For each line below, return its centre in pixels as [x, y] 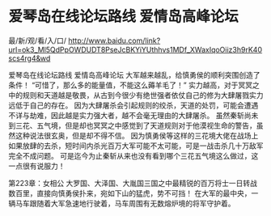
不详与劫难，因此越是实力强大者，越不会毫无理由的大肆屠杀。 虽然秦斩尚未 [133, 115]
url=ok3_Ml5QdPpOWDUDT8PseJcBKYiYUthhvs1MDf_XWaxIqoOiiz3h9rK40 [135, 49]
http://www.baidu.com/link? [114, 40]
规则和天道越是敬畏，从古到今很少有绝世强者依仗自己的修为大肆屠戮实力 [143, 95]
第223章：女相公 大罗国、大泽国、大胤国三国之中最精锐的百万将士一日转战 [133, 183]
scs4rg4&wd [30, 58]
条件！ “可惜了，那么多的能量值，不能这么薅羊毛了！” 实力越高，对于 [123, 85]
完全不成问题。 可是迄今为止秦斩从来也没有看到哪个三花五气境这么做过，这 [133, 155]
